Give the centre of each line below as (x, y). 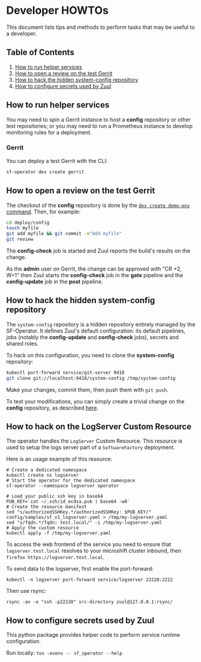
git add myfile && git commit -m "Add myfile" (64, 234)
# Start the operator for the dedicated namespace (71, 481)
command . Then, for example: (43, 212)
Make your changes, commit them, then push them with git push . (87, 390)
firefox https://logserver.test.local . (55, 557)
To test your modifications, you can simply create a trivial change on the (95, 401)
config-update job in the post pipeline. (55, 282)
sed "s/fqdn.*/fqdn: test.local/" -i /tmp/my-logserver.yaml (84, 523)
